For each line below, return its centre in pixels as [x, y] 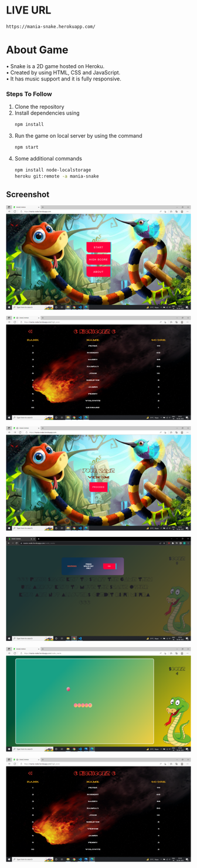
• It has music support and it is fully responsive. [64, 79]
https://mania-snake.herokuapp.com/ [51, 26]
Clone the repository [39, 107]
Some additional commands [48, 158]
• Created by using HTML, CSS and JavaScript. [63, 72]
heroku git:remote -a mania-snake [57, 176]
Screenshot [28, 195]
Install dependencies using [47, 113]
